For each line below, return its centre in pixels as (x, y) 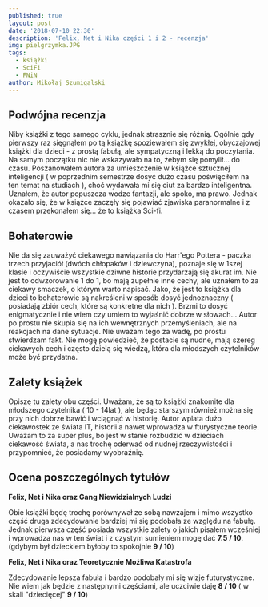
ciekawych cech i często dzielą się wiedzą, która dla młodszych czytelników (134, 349)
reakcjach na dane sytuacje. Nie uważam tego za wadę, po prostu (117, 332)
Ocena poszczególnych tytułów (89, 478)
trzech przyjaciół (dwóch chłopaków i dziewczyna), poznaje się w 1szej (125, 264)
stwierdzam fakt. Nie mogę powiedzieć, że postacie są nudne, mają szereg (132, 340)
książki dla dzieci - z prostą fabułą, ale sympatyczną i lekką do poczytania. (131, 151)
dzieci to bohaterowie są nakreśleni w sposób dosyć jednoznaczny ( (121, 298)
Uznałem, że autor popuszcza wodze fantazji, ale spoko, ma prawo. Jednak (133, 194)
